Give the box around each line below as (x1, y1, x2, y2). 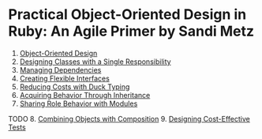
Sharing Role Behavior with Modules (19, 99, 138, 108)
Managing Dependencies (19, 65, 102, 74)
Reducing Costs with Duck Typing (19, 81, 130, 92)
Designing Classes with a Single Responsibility (19, 57, 171, 66)
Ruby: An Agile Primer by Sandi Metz (8, 22, 255, 40)
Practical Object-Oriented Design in (8, 6, 247, 24)
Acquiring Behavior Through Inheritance (19, 90, 151, 100)
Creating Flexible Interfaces (19, 73, 110, 83)
